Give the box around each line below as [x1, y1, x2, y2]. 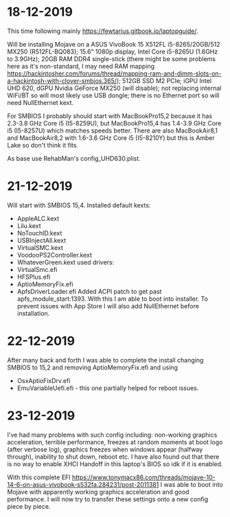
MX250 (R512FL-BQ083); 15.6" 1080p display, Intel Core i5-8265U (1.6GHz [7, 47, 218, 56]
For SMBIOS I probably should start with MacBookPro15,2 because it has [7, 111, 213, 120]
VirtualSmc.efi [16, 265, 58, 273]
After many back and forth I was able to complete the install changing [7, 356, 204, 364]
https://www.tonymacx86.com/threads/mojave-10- [71, 473, 216, 481]
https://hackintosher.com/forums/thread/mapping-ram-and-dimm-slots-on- [7, 69, 222, 78]
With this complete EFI [7, 473, 71, 481]
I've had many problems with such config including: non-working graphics [7, 430, 218, 439]
